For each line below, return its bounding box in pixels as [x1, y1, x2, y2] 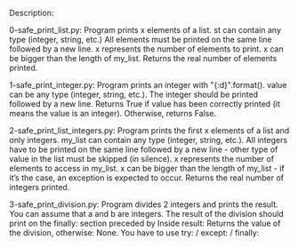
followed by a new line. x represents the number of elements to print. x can [9, 44, 285, 54]
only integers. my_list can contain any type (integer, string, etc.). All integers [9, 135, 287, 145]
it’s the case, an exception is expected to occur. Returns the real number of [9, 172, 285, 183]
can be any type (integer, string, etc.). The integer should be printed [9, 89, 259, 100]
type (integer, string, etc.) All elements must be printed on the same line [9, 35, 272, 44]
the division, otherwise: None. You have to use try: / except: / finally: [9, 227, 260, 238]
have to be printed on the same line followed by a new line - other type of [9, 144, 278, 155]
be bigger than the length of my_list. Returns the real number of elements [9, 53, 278, 63]
